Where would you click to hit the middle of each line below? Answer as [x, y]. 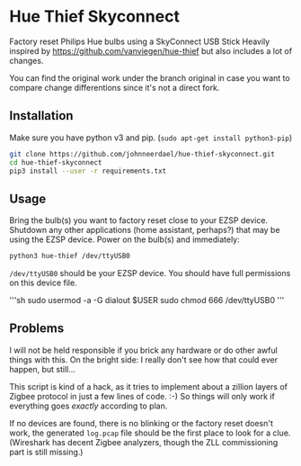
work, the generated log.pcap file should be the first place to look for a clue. [150, 433]
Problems [37, 329]
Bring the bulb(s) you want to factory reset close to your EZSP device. [138, 220]
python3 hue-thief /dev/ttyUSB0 [70, 256]
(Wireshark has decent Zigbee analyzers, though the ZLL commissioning [144, 442]
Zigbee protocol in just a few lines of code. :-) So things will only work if [142, 396]
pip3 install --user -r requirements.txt [88, 171]
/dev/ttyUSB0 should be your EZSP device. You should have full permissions [150, 273]
